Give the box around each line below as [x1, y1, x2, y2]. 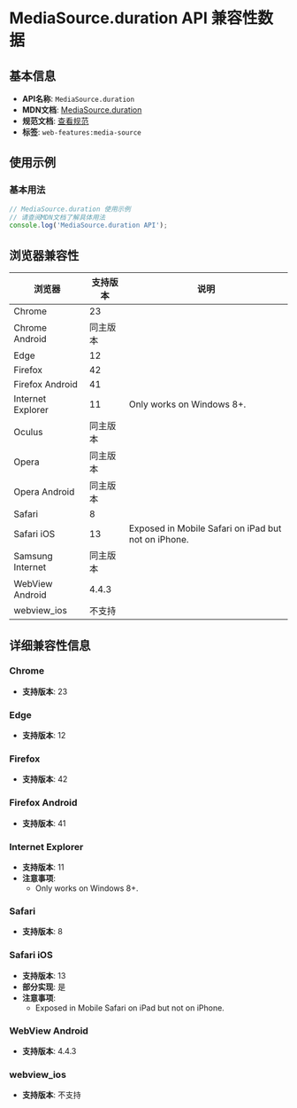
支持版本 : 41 [21, 817, 66, 829]
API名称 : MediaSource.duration [21, 94, 135, 104]
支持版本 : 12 [21, 730, 66, 741]
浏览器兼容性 [9, 247, 80, 262]
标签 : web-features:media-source [21, 127, 141, 137]
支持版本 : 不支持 [21, 1089, 81, 1100]
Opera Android [13, 486, 75, 498]
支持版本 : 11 [21, 862, 65, 872]
